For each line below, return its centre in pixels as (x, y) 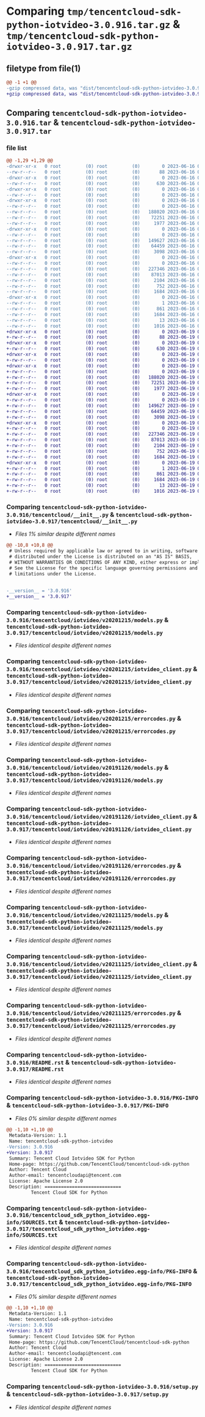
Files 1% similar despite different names (65, 534)
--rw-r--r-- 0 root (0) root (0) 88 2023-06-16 (101, 172)
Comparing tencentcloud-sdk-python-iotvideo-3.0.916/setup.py (102, 1386)
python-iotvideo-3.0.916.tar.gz (88, 25)
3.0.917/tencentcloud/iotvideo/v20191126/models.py (85, 780)
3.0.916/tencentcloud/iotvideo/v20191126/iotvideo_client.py (99, 817)
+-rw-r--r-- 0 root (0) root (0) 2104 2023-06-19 (101, 446)
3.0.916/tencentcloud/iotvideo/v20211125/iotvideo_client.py (99, 964)
